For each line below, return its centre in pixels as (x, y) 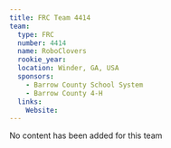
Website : (42, 110)
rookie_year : (42, 60)
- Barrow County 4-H (64, 93)
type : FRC (36, 34)
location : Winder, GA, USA (68, 69)
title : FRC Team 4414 (50, 18)
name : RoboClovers (52, 51)
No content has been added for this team (86, 135)
